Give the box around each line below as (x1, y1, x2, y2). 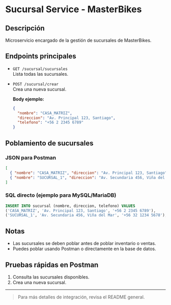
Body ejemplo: (12, 96, 44, 102)
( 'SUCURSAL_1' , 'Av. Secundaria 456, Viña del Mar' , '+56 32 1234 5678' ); (5, 212, 167, 218)
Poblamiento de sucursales (5, 139, 94, 147)
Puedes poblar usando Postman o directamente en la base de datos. (12, 246, 156, 252)
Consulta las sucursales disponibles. (12, 273, 90, 280)
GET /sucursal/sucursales (12, 66, 68, 72)
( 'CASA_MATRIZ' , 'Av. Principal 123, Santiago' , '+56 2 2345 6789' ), (5, 208, 156, 213)
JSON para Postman (5, 154, 56, 161)
